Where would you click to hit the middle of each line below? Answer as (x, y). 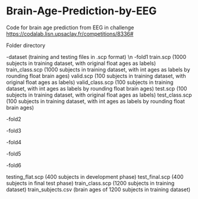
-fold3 (14, 130)
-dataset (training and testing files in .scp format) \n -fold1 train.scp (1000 (96, 57)
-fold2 (14, 119)
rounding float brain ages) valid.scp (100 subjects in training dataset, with (96, 76)
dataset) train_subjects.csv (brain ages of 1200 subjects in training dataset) (98, 189)
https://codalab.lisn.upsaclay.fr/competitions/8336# (70, 33)
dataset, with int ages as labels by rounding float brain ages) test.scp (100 (97, 88)
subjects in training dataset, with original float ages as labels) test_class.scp (99, 95)
